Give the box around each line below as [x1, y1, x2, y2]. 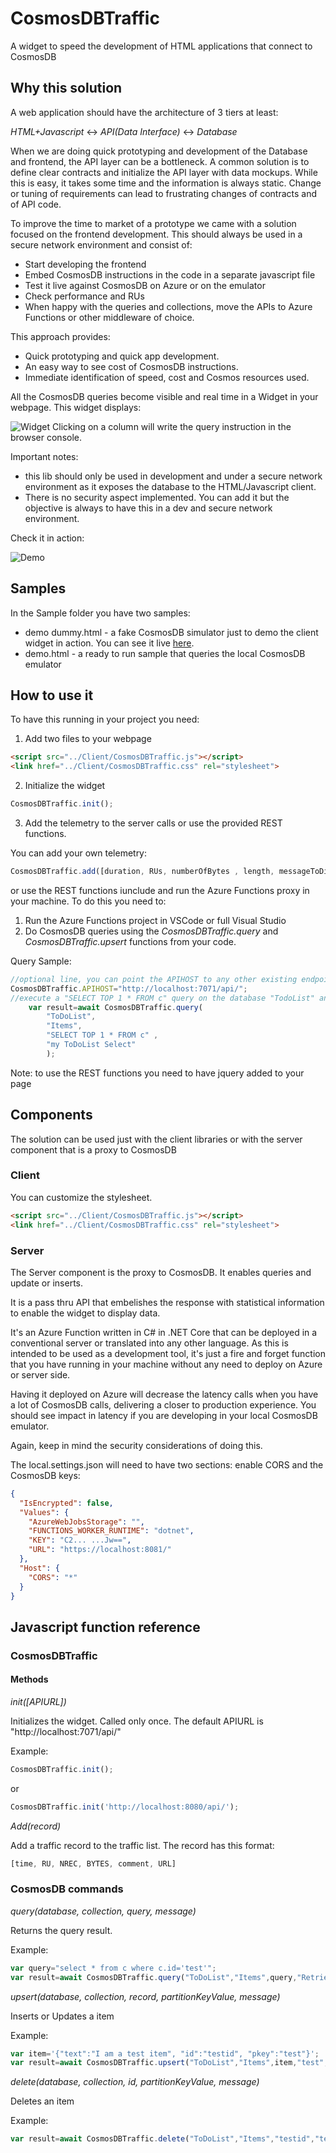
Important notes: [10, 450, 79, 462]
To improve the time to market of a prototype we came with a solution [10, 217, 297, 229]
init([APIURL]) [10, 1695, 67, 1707]
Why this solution [10, 80, 123, 97]
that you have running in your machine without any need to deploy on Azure [10, 1358, 323, 1370]
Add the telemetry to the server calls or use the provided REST [24, 817, 283, 829]
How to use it [10, 687, 94, 704]
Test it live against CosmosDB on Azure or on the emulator [24, 279, 266, 291]
